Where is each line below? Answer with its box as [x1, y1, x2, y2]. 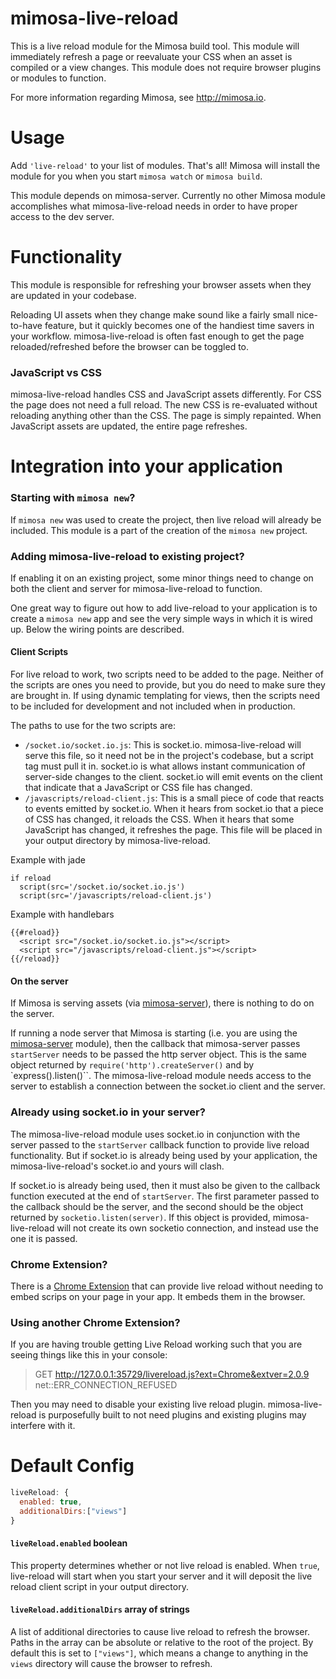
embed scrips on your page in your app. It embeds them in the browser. [10, 1290, 306, 1302]
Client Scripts [10, 646, 69, 658]
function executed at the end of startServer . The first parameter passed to [10, 1190, 320, 1202]
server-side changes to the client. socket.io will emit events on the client [24, 771, 323, 783]
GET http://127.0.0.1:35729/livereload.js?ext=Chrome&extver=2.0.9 [34, 1368, 310, 1381]
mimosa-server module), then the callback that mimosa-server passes [10, 1038, 301, 1050]
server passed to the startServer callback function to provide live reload [10, 1138, 310, 1151]
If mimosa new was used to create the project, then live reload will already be [10, 513, 322, 526]
